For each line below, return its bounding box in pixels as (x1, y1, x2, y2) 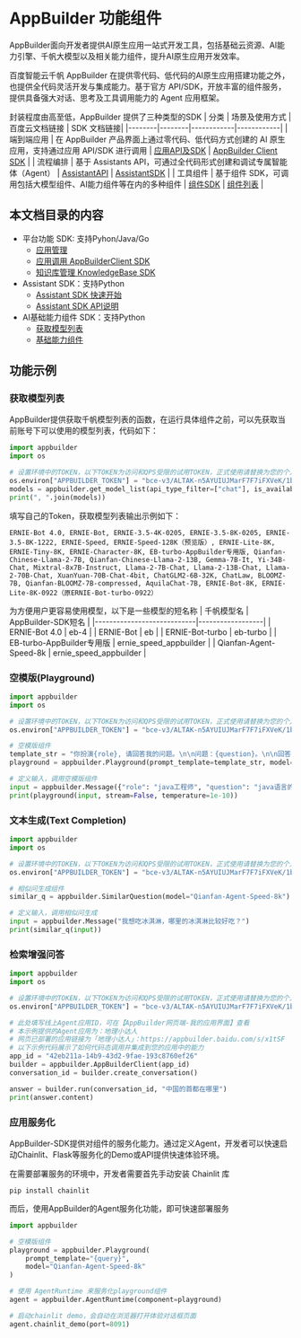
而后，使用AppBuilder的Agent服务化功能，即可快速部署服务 (9, 1202, 230, 1213)
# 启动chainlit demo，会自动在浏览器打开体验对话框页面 (9, 1311, 197, 1320)
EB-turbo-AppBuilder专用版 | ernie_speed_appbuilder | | (9, 637, 216, 647)
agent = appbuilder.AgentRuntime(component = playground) (9, 1295, 222, 1304)
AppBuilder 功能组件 (9, 8, 162, 29)
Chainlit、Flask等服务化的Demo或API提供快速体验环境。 (16, 1149, 225, 1159)
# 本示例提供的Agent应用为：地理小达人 (9, 1026, 138, 1035)
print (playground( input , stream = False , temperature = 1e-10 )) (9, 791, 239, 800)
